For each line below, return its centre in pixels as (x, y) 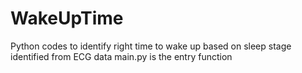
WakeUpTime (67, 18)
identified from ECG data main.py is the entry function (121, 56)
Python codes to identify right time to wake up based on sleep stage (151, 46)
